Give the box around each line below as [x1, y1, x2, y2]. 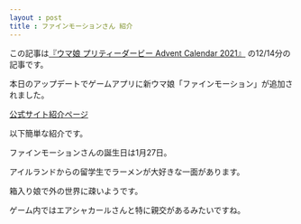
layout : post [9, 13, 63, 23]
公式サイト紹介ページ [9, 108, 88, 119]
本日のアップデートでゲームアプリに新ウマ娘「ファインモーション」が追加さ [9, 78, 294, 89]
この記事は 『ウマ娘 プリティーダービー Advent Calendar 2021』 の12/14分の [9, 47, 291, 59]
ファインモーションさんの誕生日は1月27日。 [9, 146, 172, 158]
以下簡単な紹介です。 [9, 127, 88, 138]
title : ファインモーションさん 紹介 [9, 22, 133, 31]
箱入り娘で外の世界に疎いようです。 [9, 185, 143, 196]
